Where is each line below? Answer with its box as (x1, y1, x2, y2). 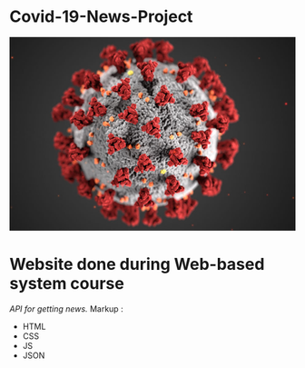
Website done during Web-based (9, 254, 265, 274)
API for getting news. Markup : (9, 303, 124, 314)
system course (9, 274, 124, 294)
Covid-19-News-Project (9, 6, 193, 27)
